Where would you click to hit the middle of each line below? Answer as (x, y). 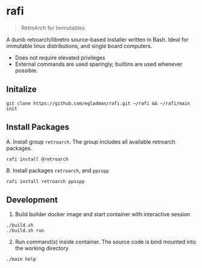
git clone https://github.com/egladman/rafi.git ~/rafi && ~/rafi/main (98, 103)
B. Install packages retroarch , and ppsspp (58, 170)
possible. (26, 70)
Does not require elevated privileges (60, 57)
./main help (21, 260)
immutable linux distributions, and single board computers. (79, 46)
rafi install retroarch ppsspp (46, 181)
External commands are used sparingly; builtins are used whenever (99, 64)
